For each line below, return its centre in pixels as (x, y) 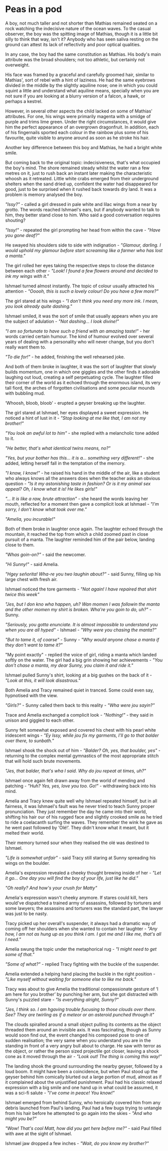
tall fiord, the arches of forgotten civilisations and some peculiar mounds (80, 388)
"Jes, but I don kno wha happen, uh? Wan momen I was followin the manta (82, 604)
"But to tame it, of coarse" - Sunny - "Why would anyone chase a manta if (82, 639)
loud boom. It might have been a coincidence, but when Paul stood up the (81, 1071)
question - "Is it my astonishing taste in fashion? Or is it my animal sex (78, 484)
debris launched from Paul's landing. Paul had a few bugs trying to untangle (83, 1108)
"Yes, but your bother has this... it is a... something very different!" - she (79, 457)
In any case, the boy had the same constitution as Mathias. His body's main (83, 54)
